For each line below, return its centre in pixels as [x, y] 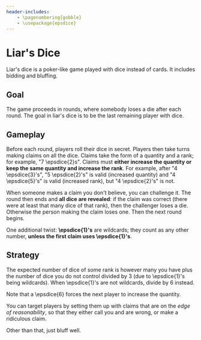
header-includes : [28, 12]
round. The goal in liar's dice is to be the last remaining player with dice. [95, 116]
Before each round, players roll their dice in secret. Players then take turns [98, 149]
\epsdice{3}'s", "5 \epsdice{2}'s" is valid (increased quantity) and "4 [91, 175]
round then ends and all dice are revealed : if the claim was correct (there [97, 199]
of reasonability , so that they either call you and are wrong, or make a [92, 312]
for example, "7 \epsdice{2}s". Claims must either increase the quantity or [99, 162]
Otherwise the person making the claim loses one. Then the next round [94, 212]
